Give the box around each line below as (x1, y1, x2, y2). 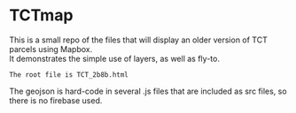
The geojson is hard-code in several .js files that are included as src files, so (9, 86, 287, 96)
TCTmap (9, 5, 74, 26)
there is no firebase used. (9, 94, 103, 106)
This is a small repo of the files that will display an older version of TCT (9, 34, 268, 45)
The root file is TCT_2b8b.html (9, 70, 129, 79)
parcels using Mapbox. (9, 43, 93, 54)
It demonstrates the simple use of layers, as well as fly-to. (9, 53, 220, 64)
